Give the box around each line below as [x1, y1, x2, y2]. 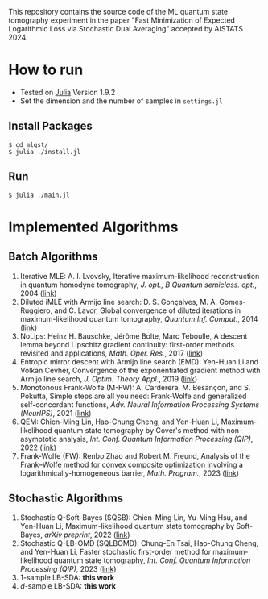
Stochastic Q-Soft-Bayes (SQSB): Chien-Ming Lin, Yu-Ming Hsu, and [19, 513, 248, 522]
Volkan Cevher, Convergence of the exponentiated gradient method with [19, 365, 261, 375]
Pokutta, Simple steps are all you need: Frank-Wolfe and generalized [19, 391, 247, 401]
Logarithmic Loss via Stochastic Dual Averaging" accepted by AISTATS [8, 24, 244, 33]
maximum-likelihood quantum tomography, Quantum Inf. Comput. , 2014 [19, 314, 258, 323]
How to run [8, 60, 84, 79]
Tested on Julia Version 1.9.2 [19, 87, 116, 97]
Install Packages [8, 119, 93, 133]
